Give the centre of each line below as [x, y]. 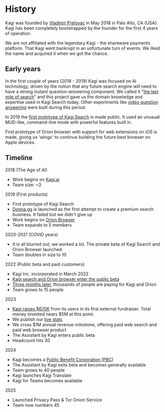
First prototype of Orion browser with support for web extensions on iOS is [81, 132]
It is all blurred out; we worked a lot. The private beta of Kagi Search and [86, 244]
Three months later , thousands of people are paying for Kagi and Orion [84, 284]
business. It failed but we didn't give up [52, 214]
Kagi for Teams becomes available [47, 380]
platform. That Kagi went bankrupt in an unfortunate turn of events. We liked [83, 48]
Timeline [19, 158]
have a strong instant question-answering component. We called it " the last [82, 91]
